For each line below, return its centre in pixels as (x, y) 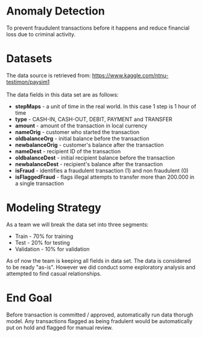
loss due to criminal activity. (41, 34)
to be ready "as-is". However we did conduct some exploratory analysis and (101, 267)
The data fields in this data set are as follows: (62, 94)
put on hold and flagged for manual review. (60, 327)
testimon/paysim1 (28, 82)
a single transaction (39, 183)
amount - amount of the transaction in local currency (81, 126)
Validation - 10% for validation (52, 249)
